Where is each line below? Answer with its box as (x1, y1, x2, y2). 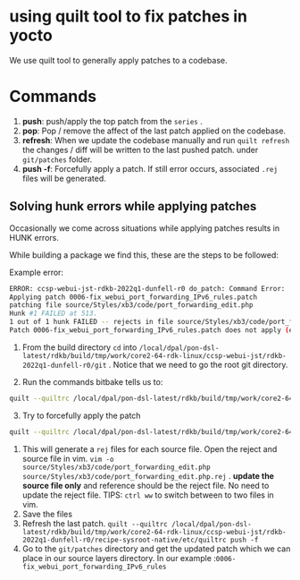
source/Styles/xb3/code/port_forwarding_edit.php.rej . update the (21, 470, 275, 481)
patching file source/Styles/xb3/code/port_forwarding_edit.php (9, 301, 254, 310)
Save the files (21, 508, 73, 519)
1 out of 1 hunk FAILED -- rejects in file (9, 318, 174, 327)
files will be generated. (21, 173, 107, 183)
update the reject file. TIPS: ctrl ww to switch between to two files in (21, 490, 274, 500)
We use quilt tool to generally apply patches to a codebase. (9, 55, 228, 65)
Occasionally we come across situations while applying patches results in (9, 222, 280, 234)
